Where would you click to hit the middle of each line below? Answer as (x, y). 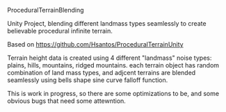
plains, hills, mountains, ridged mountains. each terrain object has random (113, 65)
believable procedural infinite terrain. (60, 31)
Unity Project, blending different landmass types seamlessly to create (107, 23)
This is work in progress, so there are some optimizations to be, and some (113, 94)
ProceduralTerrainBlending (46, 10)
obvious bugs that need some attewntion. (67, 101)
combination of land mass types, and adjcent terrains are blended (102, 73)
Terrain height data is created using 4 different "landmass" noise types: (110, 58)
